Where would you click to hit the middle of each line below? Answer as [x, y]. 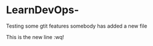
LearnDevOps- [43, 10]
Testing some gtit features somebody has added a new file [77, 26]
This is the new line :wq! [35, 37]
